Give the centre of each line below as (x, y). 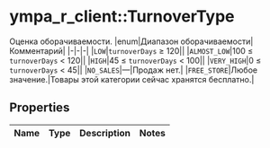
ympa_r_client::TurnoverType (122, 17)
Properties (40, 108)
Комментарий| (37, 50)
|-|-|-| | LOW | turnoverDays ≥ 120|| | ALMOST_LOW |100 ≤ (160, 50)
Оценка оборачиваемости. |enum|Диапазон (94, 41)
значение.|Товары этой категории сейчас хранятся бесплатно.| (132, 79)
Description (105, 133)
